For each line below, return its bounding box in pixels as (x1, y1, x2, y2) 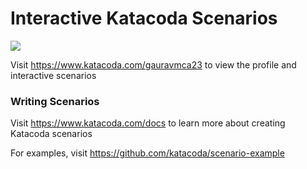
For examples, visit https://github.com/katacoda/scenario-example (10, 147, 285, 159)
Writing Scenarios (10, 94, 100, 108)
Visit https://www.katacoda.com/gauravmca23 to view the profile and (10, 58, 297, 71)
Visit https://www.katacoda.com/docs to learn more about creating (10, 117, 286, 129)
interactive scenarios (10, 69, 97, 81)
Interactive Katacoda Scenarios (10, 7, 278, 30)
